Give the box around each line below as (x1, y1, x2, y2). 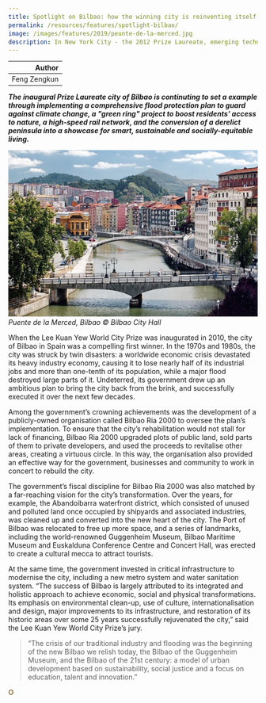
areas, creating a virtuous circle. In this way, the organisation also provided (8, 449, 253, 459)
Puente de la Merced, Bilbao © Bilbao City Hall (8, 317, 161, 327)
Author (35, 63, 59, 72)
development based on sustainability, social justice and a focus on (27, 663, 245, 673)
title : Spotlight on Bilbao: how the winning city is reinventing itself (8, 13, 257, 21)
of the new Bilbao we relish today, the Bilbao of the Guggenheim (27, 647, 237, 656)
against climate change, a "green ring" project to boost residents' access (8, 109, 256, 118)
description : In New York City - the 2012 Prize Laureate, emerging (8, 38, 239, 46)
